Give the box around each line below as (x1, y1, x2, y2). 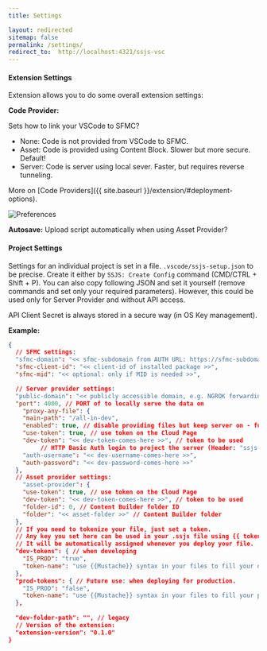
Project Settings (8, 243, 63, 253)
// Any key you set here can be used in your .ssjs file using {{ (15, 533, 240, 541)
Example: (8, 325, 41, 335)
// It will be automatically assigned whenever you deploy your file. (15, 540, 254, 548)
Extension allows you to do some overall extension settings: (8, 91, 204, 100)
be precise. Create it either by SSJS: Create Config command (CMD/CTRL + (8, 269, 257, 279)
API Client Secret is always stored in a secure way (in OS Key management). (8, 310, 257, 320)
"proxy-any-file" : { (22, 407, 91, 415)
